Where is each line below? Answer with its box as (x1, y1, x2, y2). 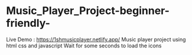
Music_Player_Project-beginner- (6, 4, 170, 18)
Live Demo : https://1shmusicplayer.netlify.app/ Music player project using (6, 36, 186, 43)
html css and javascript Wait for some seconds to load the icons (6, 42, 162, 49)
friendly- (6, 16, 50, 30)
